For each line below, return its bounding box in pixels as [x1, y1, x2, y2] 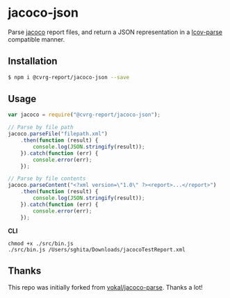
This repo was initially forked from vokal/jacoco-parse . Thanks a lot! [8, 283, 204, 292]
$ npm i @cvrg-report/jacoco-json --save [8, 74, 130, 81]
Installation [8, 56, 58, 67]
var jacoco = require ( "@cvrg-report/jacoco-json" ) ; [8, 111, 161, 119]
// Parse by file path [8, 124, 74, 131]
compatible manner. [8, 35, 65, 43]
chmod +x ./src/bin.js [8, 240, 74, 247]
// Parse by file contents [8, 175, 86, 182]
